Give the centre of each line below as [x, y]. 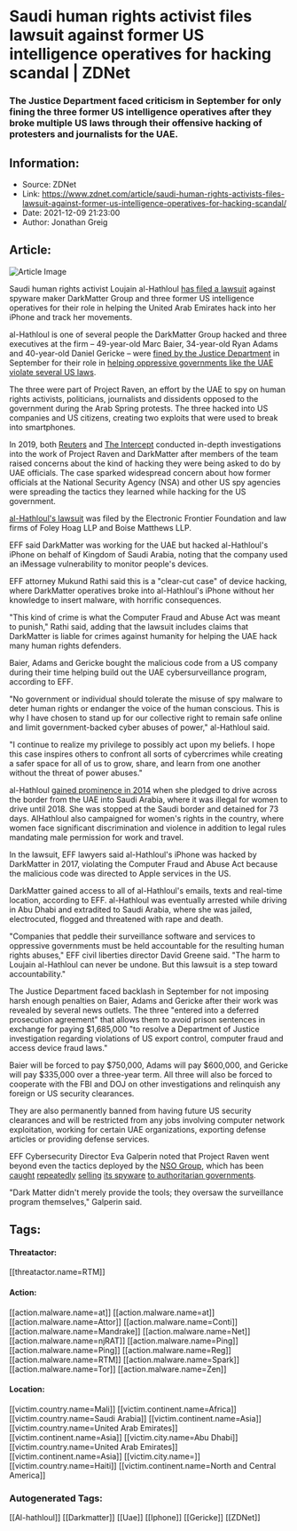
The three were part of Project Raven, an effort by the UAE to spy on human [148, 389]
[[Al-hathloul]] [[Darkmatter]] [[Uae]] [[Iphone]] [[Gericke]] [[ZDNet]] [135, 1518]
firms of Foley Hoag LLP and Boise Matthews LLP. [101, 527]
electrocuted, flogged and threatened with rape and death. [116, 918]
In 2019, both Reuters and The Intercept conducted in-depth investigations [145, 444]
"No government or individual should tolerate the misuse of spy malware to [146, 699]
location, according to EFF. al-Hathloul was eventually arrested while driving [148, 900]
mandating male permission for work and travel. [97, 837]
